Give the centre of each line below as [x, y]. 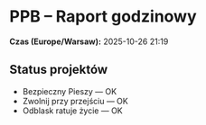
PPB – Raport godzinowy [103, 17]
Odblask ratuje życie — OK [73, 111]
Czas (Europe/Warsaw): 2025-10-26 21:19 [89, 41]
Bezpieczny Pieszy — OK [70, 91]
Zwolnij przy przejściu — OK [75, 101]
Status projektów [59, 70]
